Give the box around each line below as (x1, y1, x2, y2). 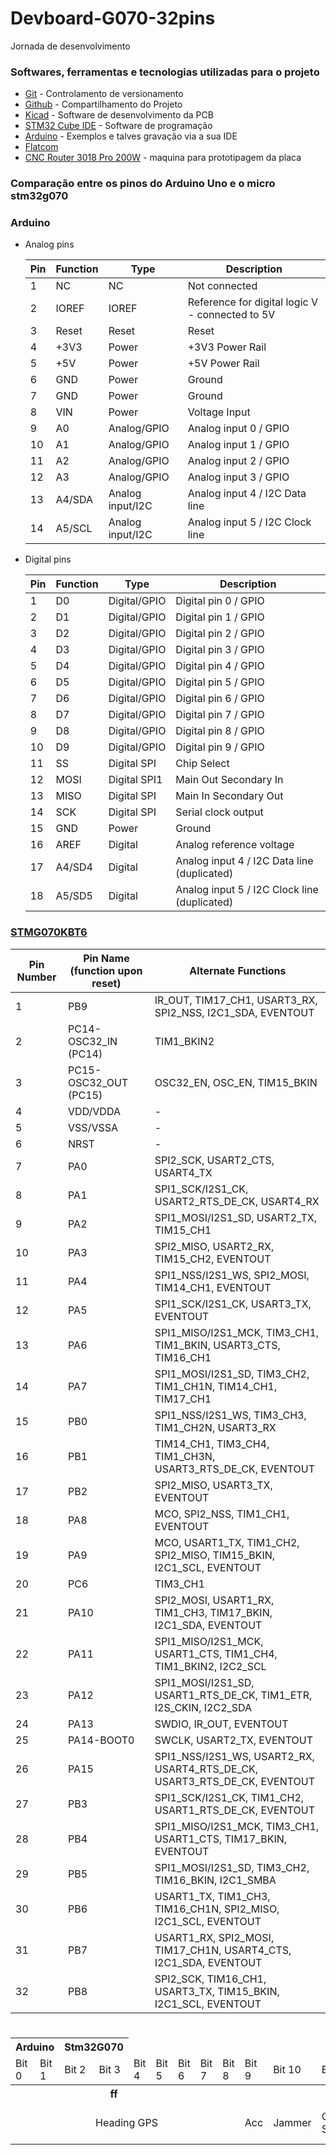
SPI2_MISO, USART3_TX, (154, 1478, 273, 1492)
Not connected (187, 279, 258, 293)
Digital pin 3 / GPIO (175, 643, 265, 657)
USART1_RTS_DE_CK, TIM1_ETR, (154, 1688, 313, 1702)
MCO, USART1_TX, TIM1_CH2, (154, 1535, 300, 1549)
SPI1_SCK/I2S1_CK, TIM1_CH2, (154, 1790, 305, 1804)
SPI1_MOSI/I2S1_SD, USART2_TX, (154, 1210, 317, 1224)
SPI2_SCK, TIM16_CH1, (154, 1972, 267, 1986)
